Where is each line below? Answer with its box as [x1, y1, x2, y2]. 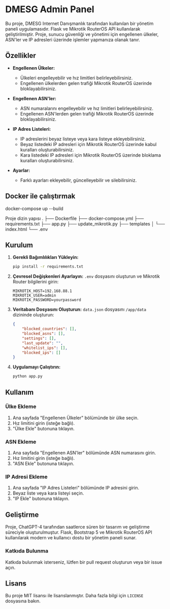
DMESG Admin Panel [5, 4, 95, 15]
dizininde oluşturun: [12, 312, 54, 318]
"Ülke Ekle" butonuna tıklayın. [12, 425, 75, 431]
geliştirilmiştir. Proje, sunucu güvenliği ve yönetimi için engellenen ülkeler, [5, 31, 159, 37]
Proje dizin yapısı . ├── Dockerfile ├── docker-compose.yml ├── [5, 215, 144, 221]
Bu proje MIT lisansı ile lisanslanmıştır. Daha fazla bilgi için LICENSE [5, 593, 144, 599]
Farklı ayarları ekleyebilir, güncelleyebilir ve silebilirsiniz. [20, 177, 137, 183]
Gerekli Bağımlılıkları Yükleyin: [12, 254, 79, 260]
